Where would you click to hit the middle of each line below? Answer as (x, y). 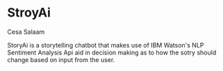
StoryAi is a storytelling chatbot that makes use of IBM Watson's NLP (106, 45)
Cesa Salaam (26, 32)
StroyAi (29, 13)
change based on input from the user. (61, 59)
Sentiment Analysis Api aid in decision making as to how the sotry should (112, 52)
